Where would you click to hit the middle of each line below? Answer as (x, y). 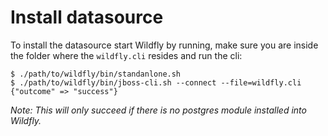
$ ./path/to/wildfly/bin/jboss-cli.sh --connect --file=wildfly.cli (156, 82)
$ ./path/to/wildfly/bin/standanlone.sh (96, 74)
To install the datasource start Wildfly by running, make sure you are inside (164, 45)
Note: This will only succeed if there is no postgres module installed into (158, 110)
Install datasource (87, 17)
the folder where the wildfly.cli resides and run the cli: (126, 55)
